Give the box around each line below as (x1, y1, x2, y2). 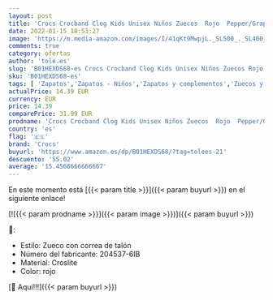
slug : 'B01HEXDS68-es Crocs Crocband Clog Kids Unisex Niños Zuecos (8, 65, 245, 73)
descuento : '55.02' (8, 155, 75, 163)
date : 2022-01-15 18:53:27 (8, 27, 100, 35)
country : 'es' (8, 125, 57, 133)
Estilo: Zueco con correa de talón (19, 241, 132, 251)
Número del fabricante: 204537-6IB (19, 249, 141, 259)
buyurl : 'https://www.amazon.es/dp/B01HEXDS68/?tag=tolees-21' (8, 148, 227, 156)
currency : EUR (8, 95, 57, 103)
